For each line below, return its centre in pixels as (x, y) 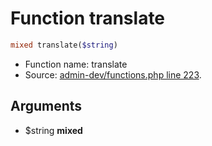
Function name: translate (76, 64)
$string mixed (53, 130)
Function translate (88, 18)
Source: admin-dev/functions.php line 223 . (113, 74)
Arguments (46, 106)
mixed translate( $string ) (64, 45)
